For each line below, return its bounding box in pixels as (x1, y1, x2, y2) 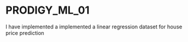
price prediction (5, 29, 44, 36)
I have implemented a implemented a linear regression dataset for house (5, 23, 183, 30)
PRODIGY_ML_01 (5, 4, 90, 17)
